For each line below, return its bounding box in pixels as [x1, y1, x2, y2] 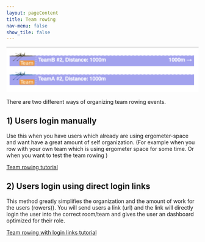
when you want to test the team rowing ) [6, 152, 108, 159]
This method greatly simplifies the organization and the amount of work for [6, 197, 195, 205]
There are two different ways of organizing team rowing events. [6, 98, 167, 106]
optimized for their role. [6, 217, 65, 224]
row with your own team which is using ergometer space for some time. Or [6, 145, 194, 152]
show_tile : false [6, 29, 51, 35]
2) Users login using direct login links [6, 181, 151, 192]
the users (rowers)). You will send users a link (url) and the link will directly [6, 204, 193, 211]
